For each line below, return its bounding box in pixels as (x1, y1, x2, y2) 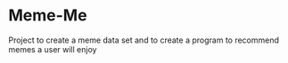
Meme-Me (8, 5, 87, 26)
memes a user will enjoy (8, 43, 97, 54)
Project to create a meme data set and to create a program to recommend (8, 35, 280, 45)
